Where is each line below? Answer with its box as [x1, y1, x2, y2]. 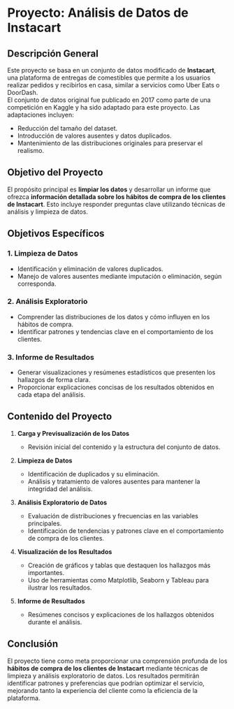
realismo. [17, 147, 44, 154]
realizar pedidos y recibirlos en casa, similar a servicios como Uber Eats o [7, 81, 220, 89]
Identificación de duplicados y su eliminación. [27, 469, 160, 478]
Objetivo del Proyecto [7, 166, 103, 179]
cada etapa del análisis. [17, 390, 86, 399]
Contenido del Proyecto [7, 411, 112, 423]
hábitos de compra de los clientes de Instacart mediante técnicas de [7, 664, 208, 672]
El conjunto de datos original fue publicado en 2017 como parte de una [7, 96, 211, 104]
